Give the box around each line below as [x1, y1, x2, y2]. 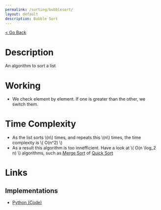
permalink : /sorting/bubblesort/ [5, 7, 73, 12]
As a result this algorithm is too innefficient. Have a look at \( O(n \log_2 [12, 145, 156, 151]
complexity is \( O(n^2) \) [12, 140, 63, 146]
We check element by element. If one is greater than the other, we [12, 96, 146, 102]
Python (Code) [12, 200, 42, 206]
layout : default [5, 12, 38, 17]
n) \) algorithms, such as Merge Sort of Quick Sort [12, 150, 114, 156]
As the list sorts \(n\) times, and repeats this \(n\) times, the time [12, 135, 141, 141]
